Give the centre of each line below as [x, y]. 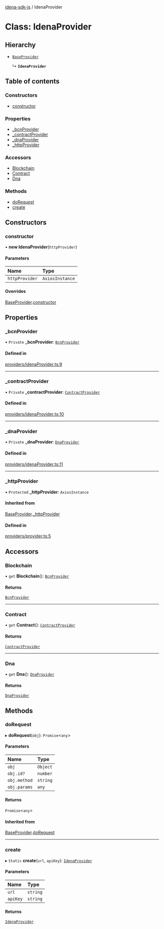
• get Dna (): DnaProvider [30, 674]
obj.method [20, 780]
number [45, 774]
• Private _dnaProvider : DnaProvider [42, 442]
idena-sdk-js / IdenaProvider [34, 7]
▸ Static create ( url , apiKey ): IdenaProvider [49, 861]
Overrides [15, 291]
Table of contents [32, 81]
